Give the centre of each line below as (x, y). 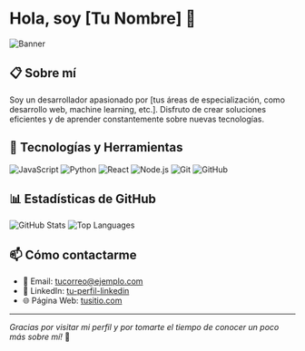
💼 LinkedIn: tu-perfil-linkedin (76, 291)
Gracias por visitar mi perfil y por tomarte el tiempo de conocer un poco (144, 327)
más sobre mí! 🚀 (40, 337)
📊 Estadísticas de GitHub (83, 199)
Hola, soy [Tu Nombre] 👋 (103, 19)
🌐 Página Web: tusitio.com (72, 301)
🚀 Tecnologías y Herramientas (96, 147)
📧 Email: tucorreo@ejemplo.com (83, 281)
